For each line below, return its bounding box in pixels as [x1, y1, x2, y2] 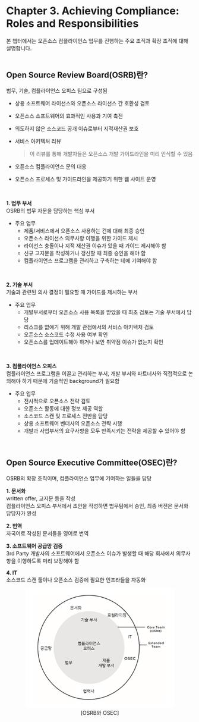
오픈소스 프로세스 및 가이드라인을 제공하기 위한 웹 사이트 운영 [14, 175, 156, 183]
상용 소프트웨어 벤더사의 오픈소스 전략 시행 [23, 419, 123, 426]
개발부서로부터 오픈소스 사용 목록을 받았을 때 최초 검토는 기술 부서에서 [23, 308, 186, 316]
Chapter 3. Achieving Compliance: [6, 4, 179, 18]
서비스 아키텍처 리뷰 [14, 137, 61, 145]
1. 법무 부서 [6, 199, 32, 206]
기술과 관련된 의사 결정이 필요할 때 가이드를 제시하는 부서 [6, 288, 138, 296]
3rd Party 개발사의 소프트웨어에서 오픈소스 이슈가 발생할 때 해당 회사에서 [6, 550, 175, 557]
